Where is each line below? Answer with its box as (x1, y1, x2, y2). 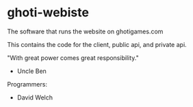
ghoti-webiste (7, 5, 89, 20)
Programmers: (7, 80, 48, 88)
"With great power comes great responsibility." (7, 53, 139, 62)
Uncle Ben (16, 67, 47, 75)
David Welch (16, 93, 53, 102)
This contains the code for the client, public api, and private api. (7, 40, 187, 48)
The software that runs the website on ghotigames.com (7, 27, 164, 35)
